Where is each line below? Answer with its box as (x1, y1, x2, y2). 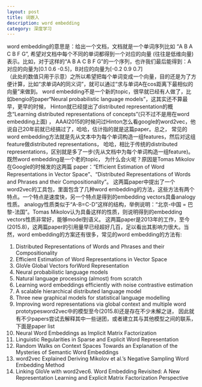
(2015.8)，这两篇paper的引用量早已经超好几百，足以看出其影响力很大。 (7, 223, 184, 231)
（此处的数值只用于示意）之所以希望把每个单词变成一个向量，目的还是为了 (7, 73, 191, 80)
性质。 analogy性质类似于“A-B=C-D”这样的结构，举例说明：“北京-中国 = (7, 201, 187, 208)
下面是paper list (15, 323, 55, 330)
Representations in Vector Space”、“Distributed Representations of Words (7, 171, 191, 178)
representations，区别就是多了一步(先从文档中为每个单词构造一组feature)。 (7, 148, 194, 155)
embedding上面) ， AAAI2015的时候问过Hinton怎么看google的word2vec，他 (7, 118, 196, 125)
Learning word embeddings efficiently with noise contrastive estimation (15, 281, 193, 289)
